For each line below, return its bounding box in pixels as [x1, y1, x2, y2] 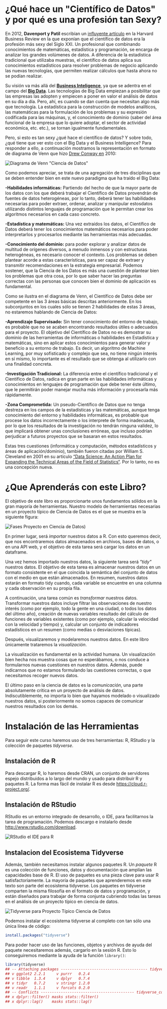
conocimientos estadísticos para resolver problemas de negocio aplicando [5, 62, 158, 68]
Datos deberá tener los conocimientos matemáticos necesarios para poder [5, 226, 159, 232]
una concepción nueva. [5, 464, 53, 470]
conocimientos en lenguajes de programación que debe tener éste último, [5, 381, 157, 387]
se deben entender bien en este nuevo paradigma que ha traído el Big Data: [5, 175, 161, 181]
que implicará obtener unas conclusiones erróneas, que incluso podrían [5, 428, 153, 434]
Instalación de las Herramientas [5, 721, 139, 732]
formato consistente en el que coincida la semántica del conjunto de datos [5, 569, 158, 575]
